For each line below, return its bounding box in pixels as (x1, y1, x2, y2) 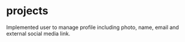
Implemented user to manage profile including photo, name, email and (6, 24, 180, 31)
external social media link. (6, 30, 71, 37)
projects (6, 4, 49, 18)
